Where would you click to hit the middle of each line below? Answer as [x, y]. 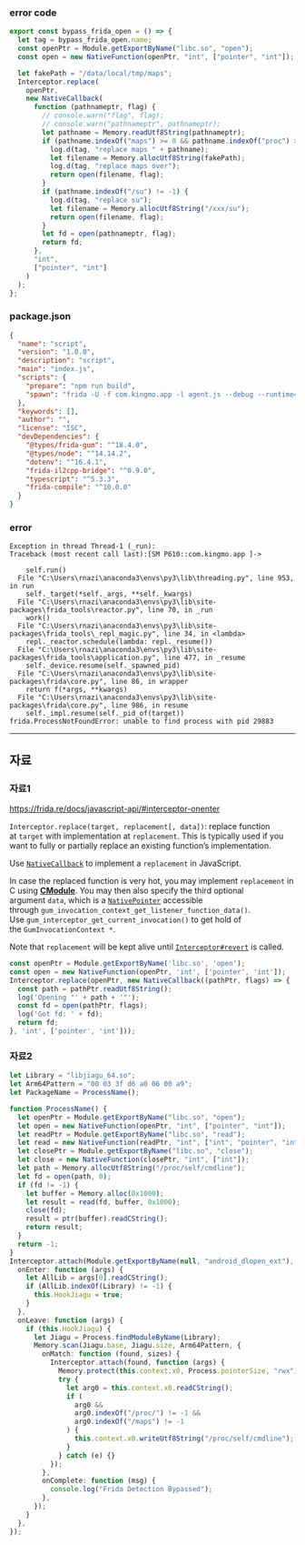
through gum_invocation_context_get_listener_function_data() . [130, 910]
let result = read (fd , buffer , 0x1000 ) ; [103, 1202]
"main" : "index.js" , [56, 369]
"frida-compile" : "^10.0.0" [79, 487]
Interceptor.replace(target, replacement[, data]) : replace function [140, 827]
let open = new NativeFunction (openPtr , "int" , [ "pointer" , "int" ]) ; [152, 1126]
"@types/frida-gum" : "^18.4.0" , [87, 446]
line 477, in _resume [205, 658]
